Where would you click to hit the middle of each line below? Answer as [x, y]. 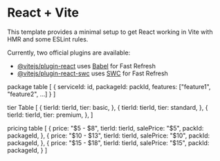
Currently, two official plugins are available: [69, 53]
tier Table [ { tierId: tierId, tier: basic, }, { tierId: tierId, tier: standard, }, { [108, 107]
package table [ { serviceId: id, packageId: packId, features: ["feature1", [109, 86]
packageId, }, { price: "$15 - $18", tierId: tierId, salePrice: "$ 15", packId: [108, 142]
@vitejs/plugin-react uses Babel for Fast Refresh [86, 66]
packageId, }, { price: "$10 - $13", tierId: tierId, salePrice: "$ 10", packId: [109, 135]
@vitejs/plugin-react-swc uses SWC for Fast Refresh [92, 73]
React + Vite [43, 13]
